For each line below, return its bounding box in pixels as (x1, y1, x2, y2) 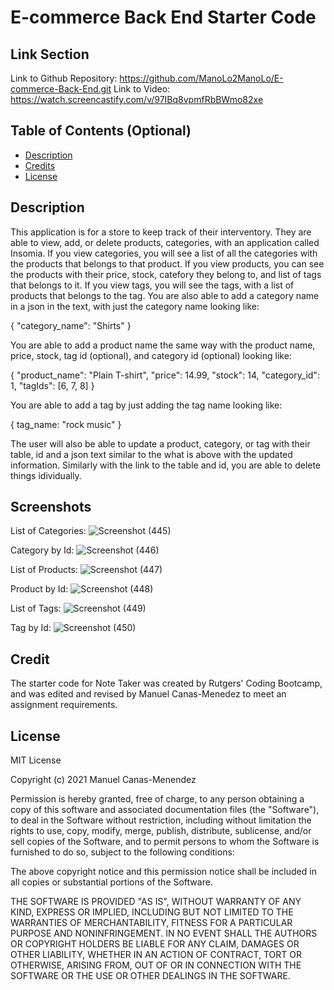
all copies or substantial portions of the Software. (10, 876, 213, 888)
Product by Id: (10, 583, 69, 595)
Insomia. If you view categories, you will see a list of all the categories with (10, 247, 318, 259)
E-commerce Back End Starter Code (10, 6, 317, 29)
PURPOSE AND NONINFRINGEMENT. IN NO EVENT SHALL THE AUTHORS (10, 927, 318, 940)
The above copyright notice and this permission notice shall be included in (10, 866, 317, 878)
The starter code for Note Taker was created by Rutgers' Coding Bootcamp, (10, 677, 323, 690)
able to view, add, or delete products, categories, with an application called (10, 236, 320, 248)
